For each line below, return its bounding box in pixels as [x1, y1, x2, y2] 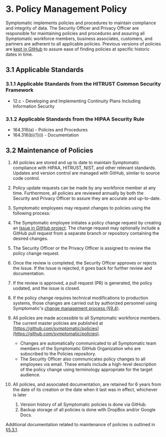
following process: [12, 210, 51, 216]
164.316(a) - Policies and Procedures [12, 127, 88, 132]
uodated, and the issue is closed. [12, 285, 81, 291]
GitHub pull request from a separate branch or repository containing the [12, 230, 160, 236]
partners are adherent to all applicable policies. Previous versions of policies [5, 41, 161, 46]
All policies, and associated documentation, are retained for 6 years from [12, 381, 162, 387]
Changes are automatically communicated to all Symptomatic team [20, 340, 157, 346]
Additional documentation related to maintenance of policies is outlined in [5, 421, 155, 427]
